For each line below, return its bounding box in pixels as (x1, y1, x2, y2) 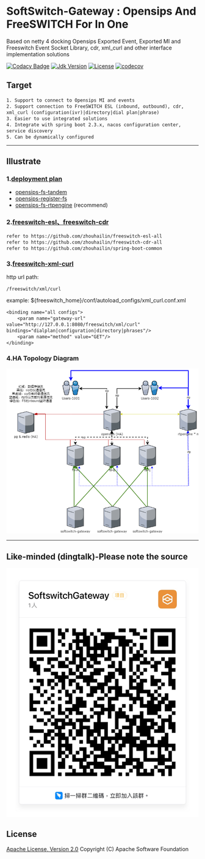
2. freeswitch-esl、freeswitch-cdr (6, 218, 109, 227)
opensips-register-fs (15, 195, 67, 203)
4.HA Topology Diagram (6, 354, 79, 362)
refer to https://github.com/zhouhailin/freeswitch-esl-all (6, 233, 163, 239)
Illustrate (6, 156, 41, 167)
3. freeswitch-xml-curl (6, 259, 74, 268)
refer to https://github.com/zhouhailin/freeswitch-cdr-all (6, 239, 163, 246)
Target (6, 80, 32, 91)
